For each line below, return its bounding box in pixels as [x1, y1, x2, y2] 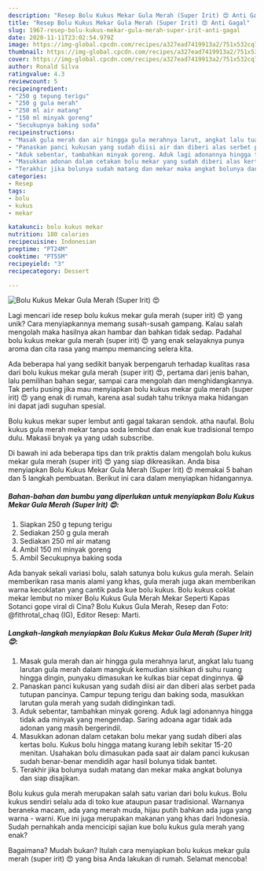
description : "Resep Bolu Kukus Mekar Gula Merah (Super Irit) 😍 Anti [8, 11, 247, 20]
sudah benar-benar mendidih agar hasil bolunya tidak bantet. [19, 757, 218, 766]
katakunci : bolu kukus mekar [8, 223, 104, 231]
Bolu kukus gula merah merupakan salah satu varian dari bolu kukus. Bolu [8, 788, 247, 799]
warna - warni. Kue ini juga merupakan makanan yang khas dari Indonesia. [8, 814, 250, 823]
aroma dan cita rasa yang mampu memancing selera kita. [8, 344, 194, 354]
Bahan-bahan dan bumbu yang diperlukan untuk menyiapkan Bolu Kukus [8, 491, 255, 500]
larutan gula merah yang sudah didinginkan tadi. [19, 698, 176, 708]
